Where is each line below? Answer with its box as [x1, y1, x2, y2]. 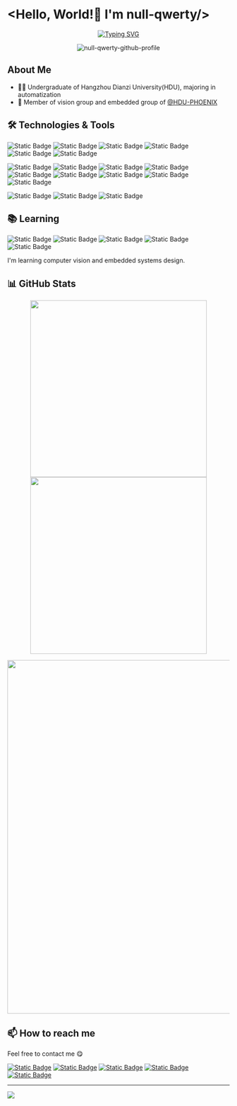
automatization [17, 90, 61, 98]
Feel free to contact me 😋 [7, 1049, 83, 1058]
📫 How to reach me [7, 1027, 96, 1039]
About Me [7, 64, 51, 76]
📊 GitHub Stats [7, 277, 76, 289]
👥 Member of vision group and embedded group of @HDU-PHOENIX [17, 98, 218, 106]
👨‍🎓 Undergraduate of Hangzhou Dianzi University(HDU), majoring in [17, 83, 217, 91]
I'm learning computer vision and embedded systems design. [7, 256, 186, 264]
